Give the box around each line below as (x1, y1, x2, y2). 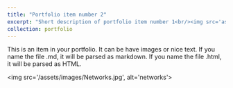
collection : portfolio (7, 25, 73, 32)
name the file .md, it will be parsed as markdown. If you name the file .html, (7, 52, 222, 61)
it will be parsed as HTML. (7, 60, 82, 68)
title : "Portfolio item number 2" (7, 11, 107, 18)
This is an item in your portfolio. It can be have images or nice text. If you (7, 45, 215, 54)
